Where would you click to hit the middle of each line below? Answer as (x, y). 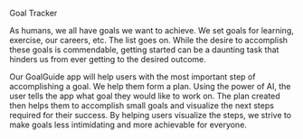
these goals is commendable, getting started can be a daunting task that (144, 50)
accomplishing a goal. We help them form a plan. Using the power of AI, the (150, 86)
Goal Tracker (33, 13)
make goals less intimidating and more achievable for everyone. (128, 125)
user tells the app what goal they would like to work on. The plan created (145, 96)
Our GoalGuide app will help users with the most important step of (133, 77)
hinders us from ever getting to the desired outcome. (108, 59)
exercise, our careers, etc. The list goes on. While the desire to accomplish (148, 40)
